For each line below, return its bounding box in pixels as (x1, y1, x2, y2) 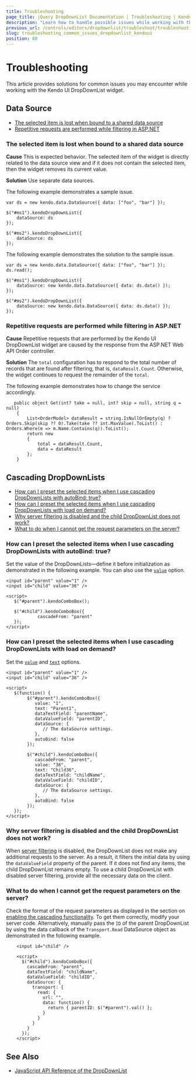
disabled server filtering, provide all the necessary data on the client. (6, 872, 171, 879)
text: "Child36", (34, 767, 77, 773)
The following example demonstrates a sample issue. (6, 188, 134, 196)
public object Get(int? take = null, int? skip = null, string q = (13, 400, 181, 406)
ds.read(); (6, 268, 33, 273)
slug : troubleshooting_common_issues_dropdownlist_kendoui (6, 30, 153, 36)
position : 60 (6, 36, 38, 42)
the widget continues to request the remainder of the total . (6, 371, 149, 378)
